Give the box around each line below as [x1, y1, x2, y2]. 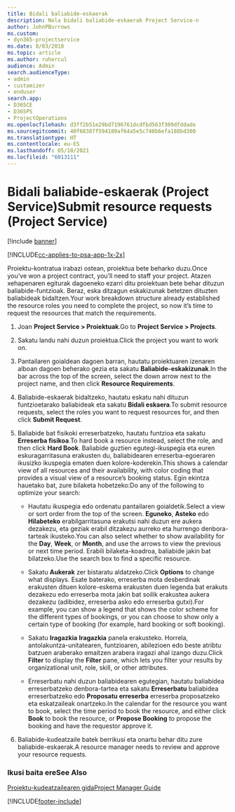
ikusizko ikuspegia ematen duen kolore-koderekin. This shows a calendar [17, 459, 228, 467]
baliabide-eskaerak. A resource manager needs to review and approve [17, 743, 220, 751]
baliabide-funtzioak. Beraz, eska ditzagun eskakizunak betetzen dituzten [7, 286, 218, 295]
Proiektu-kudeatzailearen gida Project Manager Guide [7, 783, 161, 792]
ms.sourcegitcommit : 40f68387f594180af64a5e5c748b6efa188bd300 [7, 128, 196, 135]
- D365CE [7, 102, 33, 109]
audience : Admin [7, 62, 55, 69]
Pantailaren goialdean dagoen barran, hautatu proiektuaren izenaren [17, 357, 215, 365]
